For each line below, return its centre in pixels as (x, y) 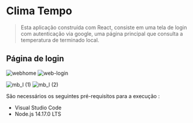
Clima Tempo (39, 11)
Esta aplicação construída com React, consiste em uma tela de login (104, 27)
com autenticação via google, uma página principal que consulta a (102, 33)
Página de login (35, 59)
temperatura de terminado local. (60, 40)
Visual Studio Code (38, 108)
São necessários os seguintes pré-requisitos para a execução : (83, 96)
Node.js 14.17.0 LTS (38, 113)
